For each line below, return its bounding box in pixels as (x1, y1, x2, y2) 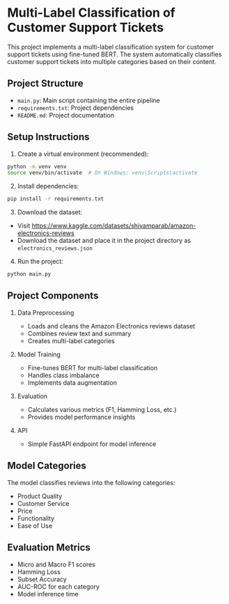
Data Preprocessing (17, 308, 74, 317)
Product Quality (17, 492, 63, 500)
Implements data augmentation (27, 378, 117, 387)
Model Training (17, 350, 61, 358)
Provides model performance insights (27, 413, 136, 421)
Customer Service (17, 499, 70, 507)
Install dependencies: (17, 182, 79, 191)
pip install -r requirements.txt (7, 196, 104, 202)
